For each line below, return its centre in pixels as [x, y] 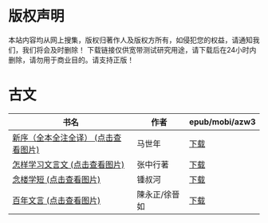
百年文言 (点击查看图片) [57, 200]
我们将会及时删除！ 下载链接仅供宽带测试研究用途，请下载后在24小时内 [139, 49]
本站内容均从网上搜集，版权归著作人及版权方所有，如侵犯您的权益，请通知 [130, 40]
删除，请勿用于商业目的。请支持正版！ [71, 60]
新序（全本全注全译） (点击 [63, 138]
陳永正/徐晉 [158, 194]
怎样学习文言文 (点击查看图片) [69, 164]
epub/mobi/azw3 [222, 122]
